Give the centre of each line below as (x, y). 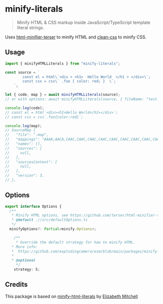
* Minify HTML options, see (40, 215)
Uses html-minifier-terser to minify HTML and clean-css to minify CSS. (76, 37)
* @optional (24, 260)
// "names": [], (24, 144)
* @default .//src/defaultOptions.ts (50, 220)
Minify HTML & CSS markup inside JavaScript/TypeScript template (83, 22)
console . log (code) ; (25, 108)
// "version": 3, (25, 176)
